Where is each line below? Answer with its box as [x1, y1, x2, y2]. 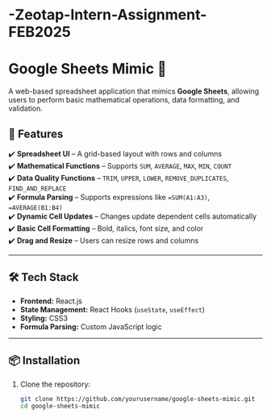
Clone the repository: [19, 379, 91, 389]
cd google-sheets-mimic [19, 402, 101, 411]
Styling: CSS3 [19, 313, 69, 323]
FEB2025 [8, 23, 71, 41]
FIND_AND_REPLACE [8, 184, 67, 193]
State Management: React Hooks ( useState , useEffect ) [19, 304, 206, 314]
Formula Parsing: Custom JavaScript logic [19, 321, 163, 332]
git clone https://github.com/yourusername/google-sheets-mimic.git [19, 395, 256, 403]
